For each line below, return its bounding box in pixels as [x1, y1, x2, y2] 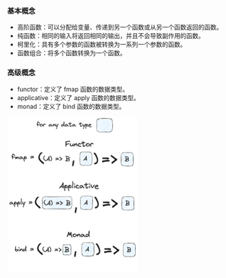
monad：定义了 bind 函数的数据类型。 [17, 102, 125, 110]
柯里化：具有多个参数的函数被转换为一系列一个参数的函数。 [17, 40, 187, 49]
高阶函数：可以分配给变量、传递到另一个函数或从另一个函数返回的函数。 [17, 23, 223, 32]
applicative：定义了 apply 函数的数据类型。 [17, 93, 140, 101]
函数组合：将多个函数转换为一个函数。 [17, 49, 126, 57]
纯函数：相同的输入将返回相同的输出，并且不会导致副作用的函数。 [17, 32, 205, 40]
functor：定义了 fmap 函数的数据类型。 [17, 85, 129, 93]
